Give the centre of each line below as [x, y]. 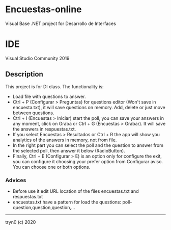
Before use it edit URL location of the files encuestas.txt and [76, 191]
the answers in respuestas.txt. [44, 129]
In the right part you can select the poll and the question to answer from [88, 145]
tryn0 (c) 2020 [21, 222]
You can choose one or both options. [51, 167]
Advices [16, 180]
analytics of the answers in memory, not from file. [65, 140]
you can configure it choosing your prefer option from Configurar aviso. [88, 161]
